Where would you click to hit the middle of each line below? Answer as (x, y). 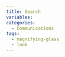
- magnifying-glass (35, 39)
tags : (13, 34)
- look (19, 45)
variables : (19, 17)
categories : (21, 23)
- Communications (33, 28)
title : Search (24, 12)
